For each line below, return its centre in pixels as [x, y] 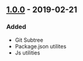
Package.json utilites [41, 46]
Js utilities [27, 53]
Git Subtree [29, 40]
